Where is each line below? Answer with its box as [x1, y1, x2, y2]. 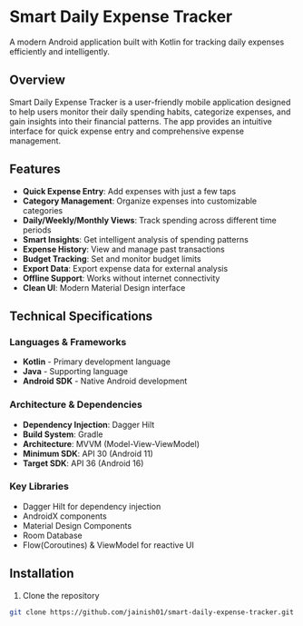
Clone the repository [22, 590, 100, 601]
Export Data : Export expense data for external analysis [22, 263, 229, 273]
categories [22, 204, 64, 215]
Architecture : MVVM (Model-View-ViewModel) [22, 438, 200, 449]
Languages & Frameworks [9, 335, 127, 348]
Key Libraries [9, 480, 70, 492]
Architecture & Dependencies [9, 398, 142, 411]
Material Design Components [22, 520, 132, 531]
